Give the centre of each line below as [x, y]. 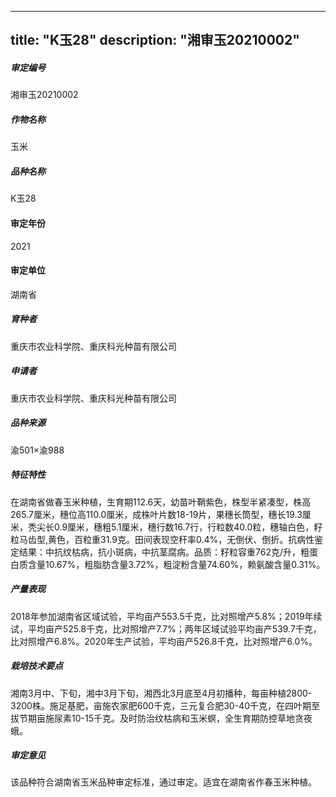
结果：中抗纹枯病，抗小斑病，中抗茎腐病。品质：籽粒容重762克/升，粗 [164, 552]
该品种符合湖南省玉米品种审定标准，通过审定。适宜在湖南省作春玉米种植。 [163, 782]
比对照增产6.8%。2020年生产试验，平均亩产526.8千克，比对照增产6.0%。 [164, 641]
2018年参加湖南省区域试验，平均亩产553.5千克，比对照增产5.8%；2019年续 [166, 616]
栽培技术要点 [36, 666]
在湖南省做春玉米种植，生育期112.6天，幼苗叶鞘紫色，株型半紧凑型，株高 [161, 502]
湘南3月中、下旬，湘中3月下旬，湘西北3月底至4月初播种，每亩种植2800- [161, 693]
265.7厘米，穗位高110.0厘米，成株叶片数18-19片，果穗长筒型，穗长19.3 [156, 514]
